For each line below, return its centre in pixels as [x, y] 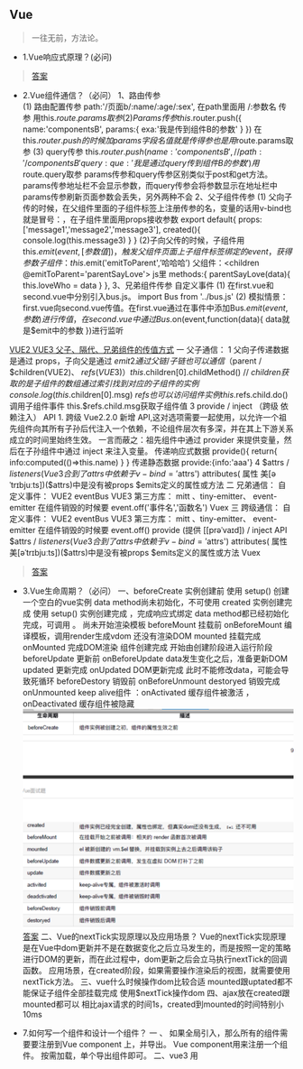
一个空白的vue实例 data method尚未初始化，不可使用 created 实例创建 [153, 602]
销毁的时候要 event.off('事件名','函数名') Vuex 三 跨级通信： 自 [176, 507]
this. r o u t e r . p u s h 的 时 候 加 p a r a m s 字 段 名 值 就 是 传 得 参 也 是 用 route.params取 [158, 140]
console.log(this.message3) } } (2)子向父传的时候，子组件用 [133, 240]
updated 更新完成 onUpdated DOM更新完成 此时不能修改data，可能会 [151, 669]
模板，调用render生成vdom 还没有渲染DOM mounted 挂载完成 [146, 636]
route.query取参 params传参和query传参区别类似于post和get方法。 [147, 174]
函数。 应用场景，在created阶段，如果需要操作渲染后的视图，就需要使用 [156, 970]
